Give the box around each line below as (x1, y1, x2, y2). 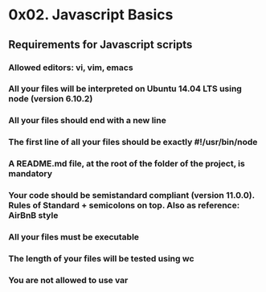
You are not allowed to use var (8, 274, 129, 286)
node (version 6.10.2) (8, 93, 93, 105)
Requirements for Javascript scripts (8, 38, 193, 51)
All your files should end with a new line (8, 115, 166, 126)
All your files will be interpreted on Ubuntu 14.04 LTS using (8, 83, 243, 94)
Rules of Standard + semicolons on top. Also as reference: (8, 199, 240, 211)
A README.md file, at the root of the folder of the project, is (8, 158, 245, 170)
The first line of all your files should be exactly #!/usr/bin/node (8, 137, 258, 148)
